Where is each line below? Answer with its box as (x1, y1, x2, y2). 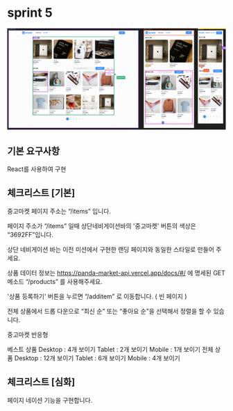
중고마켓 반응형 (7, 330, 49, 339)
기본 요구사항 (7, 145, 60, 157)
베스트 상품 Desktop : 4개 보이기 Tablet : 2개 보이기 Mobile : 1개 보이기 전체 (7, 345, 214, 353)
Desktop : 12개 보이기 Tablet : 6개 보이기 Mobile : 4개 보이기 (14, 353, 180, 362)
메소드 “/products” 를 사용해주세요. (7, 277, 103, 286)
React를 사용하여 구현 (7, 165, 67, 173)
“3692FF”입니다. (7, 230, 54, 239)
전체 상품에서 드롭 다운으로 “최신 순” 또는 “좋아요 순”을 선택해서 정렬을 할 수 (7, 307, 212, 315)
